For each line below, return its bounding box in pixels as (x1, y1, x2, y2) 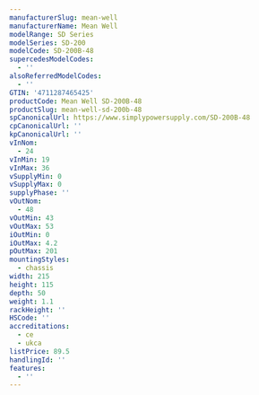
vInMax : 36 (9, 163, 50, 172)
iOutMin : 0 (9, 230, 50, 239)
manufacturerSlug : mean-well (9, 13, 118, 22)
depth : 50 (9, 288, 47, 297)
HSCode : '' (9, 313, 50, 323)
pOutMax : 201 (9, 247, 58, 256)
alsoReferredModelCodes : (9, 72, 102, 81)
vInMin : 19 (9, 154, 50, 164)
